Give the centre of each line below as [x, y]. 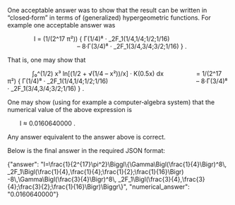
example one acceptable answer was [61, 25]
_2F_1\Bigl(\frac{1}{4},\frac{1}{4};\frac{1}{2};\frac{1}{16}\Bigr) [96, 172]
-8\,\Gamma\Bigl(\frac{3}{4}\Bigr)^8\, [62, 179]
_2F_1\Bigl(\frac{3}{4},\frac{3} [162, 179]
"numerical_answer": [160, 187]
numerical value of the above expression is [70, 110]
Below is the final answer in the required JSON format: [86, 150]
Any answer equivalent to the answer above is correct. [86, 137]
